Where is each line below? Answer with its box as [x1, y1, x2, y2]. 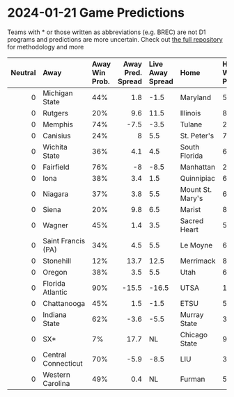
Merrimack [180, 256, 216, 266]
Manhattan [180, 162, 216, 172]
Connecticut [42, 358, 84, 368]
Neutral [10, 67, 36, 77]
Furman [180, 374, 205, 384]
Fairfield [42, 162, 70, 172]
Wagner [42, 220, 69, 230]
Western [42, 370, 71, 380]
